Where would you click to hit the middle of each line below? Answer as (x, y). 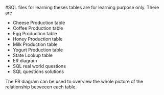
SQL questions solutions (38, 72)
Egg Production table (35, 33)
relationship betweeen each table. (41, 87)
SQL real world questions (39, 66)
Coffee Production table (38, 28)
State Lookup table (32, 55)
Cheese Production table (39, 23)
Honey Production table (38, 39)
